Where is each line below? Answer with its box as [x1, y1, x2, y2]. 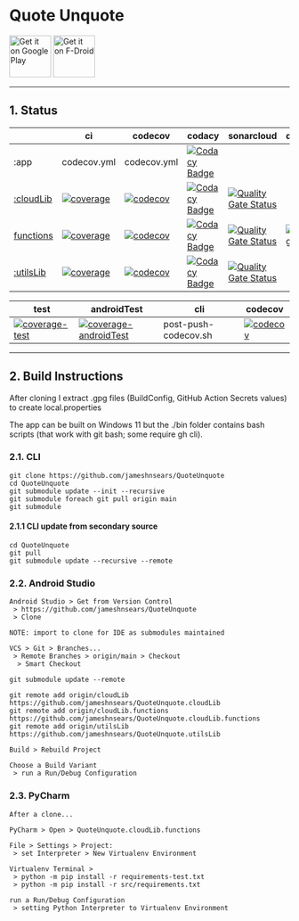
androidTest [90, 302, 143, 315]
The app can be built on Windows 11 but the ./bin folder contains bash [9, 419, 265, 430]
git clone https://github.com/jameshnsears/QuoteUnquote [9, 471, 225, 480]
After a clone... [9, 810, 74, 818]
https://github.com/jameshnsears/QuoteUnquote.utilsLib [9, 730, 221, 739]
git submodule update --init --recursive [9, 487, 166, 496]
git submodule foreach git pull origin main [9, 494, 177, 504]
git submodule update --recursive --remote [9, 556, 174, 566]
